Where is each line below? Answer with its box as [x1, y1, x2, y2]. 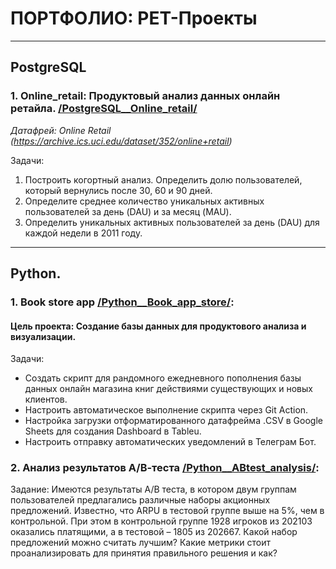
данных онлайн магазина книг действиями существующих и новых [24, 383, 313, 395]
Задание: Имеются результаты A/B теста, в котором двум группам [10, 483, 297, 496]
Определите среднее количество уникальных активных [24, 195, 265, 207]
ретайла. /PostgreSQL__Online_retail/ [10, 102, 198, 116]
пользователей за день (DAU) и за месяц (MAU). [24, 205, 232, 217]
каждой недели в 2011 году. [24, 227, 143, 239]
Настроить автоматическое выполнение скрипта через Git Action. [24, 404, 309, 416]
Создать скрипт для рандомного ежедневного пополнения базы [24, 372, 302, 384]
